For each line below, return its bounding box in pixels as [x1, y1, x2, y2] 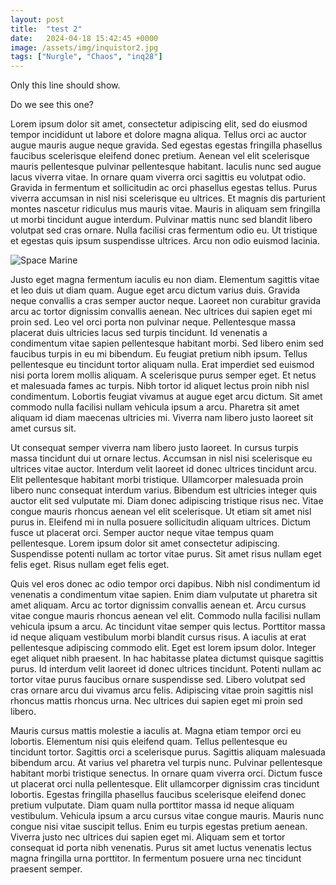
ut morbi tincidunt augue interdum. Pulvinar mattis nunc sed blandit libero [10, 214, 313, 226]
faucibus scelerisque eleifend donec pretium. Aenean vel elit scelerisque [10, 150, 310, 162]
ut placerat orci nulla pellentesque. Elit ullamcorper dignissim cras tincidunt [10, 778, 320, 790]
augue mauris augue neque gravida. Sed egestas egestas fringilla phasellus [10, 139, 323, 151]
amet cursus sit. [10, 422, 77, 435]
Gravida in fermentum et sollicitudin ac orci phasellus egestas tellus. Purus [10, 182, 318, 194]
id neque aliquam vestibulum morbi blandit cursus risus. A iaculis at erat [10, 631, 307, 643]
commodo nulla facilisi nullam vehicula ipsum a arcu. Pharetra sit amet [10, 401, 300, 413]
